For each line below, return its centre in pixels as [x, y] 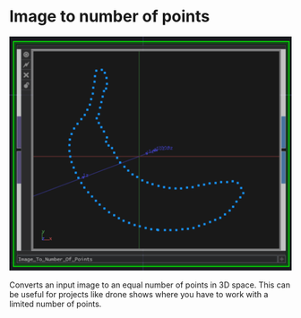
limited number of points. [56, 304]
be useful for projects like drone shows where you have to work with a [139, 295]
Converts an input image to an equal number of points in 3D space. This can [150, 285]
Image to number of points [110, 17]
